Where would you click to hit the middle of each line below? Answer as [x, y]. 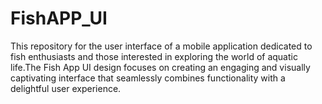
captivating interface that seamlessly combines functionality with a [148, 78]
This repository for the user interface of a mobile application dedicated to [161, 46]
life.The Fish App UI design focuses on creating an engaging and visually [160, 67]
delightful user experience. [66, 88]
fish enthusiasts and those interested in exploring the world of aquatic [154, 56]
